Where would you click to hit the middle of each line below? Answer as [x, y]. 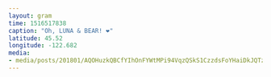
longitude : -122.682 [43, 46]
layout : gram [30, 16]
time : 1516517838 [38, 23]
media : [19, 53]
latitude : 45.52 [35, 38]
